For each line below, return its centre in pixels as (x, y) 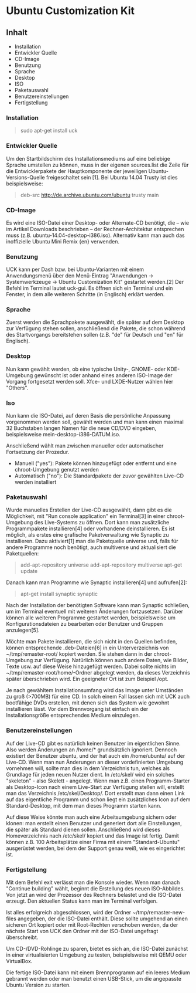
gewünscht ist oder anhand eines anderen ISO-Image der (103, 375)
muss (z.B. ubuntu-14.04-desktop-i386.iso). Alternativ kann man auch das (96, 235)
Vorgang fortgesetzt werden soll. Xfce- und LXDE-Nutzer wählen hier (90, 381)
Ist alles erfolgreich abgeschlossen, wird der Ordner (69, 912)
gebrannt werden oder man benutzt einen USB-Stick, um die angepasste (94, 978)
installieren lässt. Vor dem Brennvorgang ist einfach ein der (77, 709)
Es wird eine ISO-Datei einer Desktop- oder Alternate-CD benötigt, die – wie (97, 223)
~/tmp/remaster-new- (159, 912)
